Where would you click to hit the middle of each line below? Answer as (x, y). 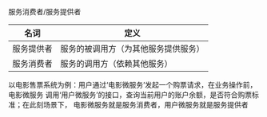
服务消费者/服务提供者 (45, 12)
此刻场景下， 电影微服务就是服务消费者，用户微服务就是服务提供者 (139, 105)
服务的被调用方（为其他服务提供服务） (133, 49)
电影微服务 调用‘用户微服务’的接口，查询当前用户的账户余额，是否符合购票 (130, 95)
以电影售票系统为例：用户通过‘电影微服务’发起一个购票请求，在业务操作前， (133, 85)
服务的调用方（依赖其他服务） (117, 64)
